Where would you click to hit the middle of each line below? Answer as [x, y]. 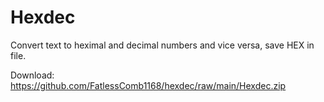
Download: [32, 75]
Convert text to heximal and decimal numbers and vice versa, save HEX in [162, 45]
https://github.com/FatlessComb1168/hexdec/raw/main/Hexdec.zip [148, 85]
